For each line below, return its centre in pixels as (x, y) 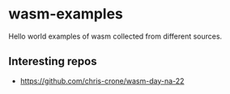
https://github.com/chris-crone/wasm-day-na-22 (102, 80)
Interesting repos (53, 61)
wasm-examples (66, 14)
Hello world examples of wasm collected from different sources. (115, 36)
